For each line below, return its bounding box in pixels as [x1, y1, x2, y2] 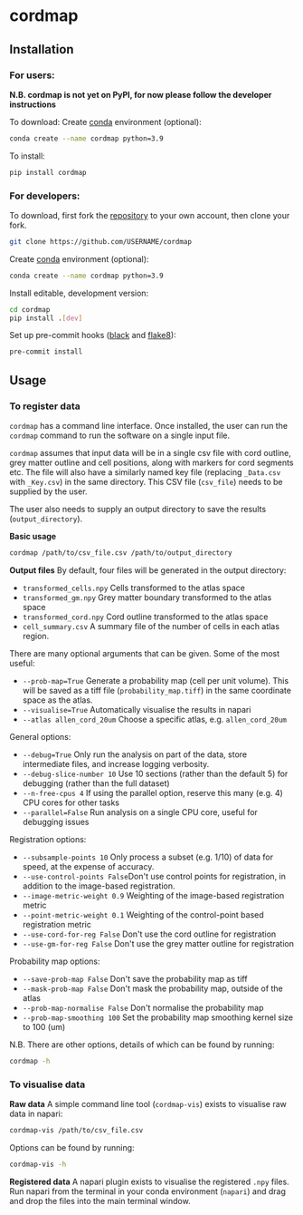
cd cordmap [9, 305, 51, 314]
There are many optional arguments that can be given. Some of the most [9, 647, 280, 658]
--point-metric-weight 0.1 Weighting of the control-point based [22, 909, 264, 920]
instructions [9, 99, 57, 110]
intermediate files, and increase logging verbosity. [22, 758, 210, 769]
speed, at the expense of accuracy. [22, 860, 155, 871]
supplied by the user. [9, 486, 88, 497]
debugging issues [22, 816, 90, 827]
